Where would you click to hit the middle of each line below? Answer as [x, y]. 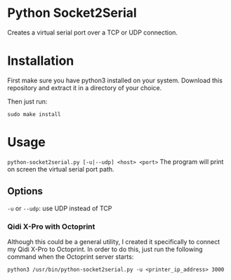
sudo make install [34, 114]
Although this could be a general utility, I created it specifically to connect [114, 241]
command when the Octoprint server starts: [71, 256]
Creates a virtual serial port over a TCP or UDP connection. [92, 32]
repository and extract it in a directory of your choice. [85, 88]
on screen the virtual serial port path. [61, 169]
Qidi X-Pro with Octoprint [51, 227]
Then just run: [27, 101]
